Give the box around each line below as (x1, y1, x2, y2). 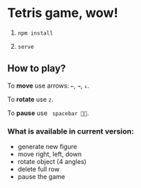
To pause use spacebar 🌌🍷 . (7, 108, 89, 117)
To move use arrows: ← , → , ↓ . (7, 81, 90, 90)
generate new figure (17, 143, 77, 151)
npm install (17, 30, 53, 37)
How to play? (7, 62, 66, 75)
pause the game (17, 172, 65, 181)
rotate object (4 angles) (17, 158, 87, 166)
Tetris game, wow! (7, 5, 118, 21)
